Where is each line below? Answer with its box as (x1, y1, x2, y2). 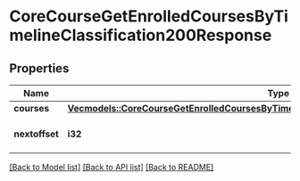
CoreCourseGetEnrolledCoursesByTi (9, 6, 288, 27)
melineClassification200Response (9, 25, 272, 45)
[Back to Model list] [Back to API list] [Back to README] (9, 162, 214, 172)
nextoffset (13, 128, 60, 140)
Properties (9, 61, 70, 76)
